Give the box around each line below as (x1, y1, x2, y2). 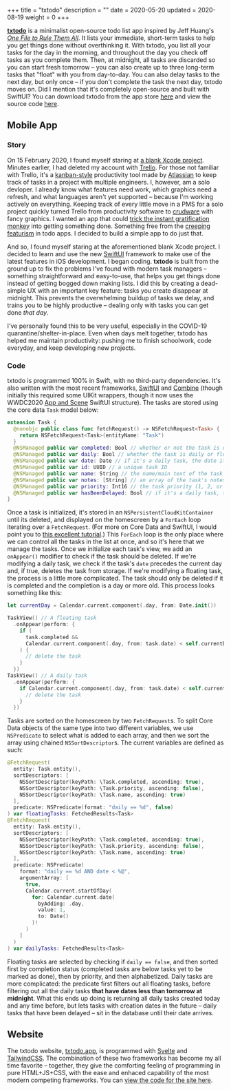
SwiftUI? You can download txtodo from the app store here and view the (7, 92, 212, 101)
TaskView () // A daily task (7, 672, 88, 679)
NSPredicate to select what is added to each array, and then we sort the (7, 731, 210, 740)
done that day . (7, 308, 49, 316)
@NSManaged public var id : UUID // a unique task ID (13, 464, 168, 471)
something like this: (7, 589, 63, 597)
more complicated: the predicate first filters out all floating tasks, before (7, 979, 211, 988)
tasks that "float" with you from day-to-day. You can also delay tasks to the (7, 70, 220, 79)
